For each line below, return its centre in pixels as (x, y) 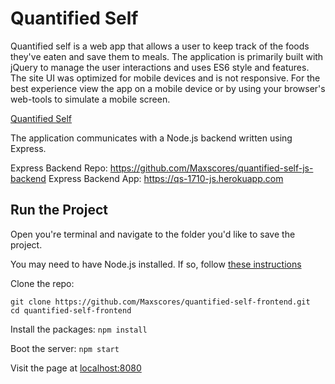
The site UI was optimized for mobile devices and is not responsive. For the (165, 78)
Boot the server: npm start (65, 348)
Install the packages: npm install (79, 329)
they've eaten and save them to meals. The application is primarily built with (167, 56)
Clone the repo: (42, 283)
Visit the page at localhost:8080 (76, 368)
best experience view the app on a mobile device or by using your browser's (168, 88)
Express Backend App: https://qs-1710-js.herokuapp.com (166, 178)
